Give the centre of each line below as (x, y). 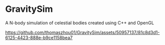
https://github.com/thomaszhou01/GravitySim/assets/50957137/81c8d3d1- (82, 32)
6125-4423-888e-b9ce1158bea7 (39, 38)
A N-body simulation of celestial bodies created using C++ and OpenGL (80, 23)
